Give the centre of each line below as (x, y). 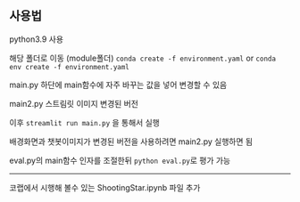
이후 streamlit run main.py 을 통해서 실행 (85, 122)
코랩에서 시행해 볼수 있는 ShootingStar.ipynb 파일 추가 (105, 187)
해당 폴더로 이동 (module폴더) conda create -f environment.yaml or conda (143, 58)
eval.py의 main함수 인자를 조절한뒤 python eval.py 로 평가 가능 (120, 160)
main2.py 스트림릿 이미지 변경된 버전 (74, 103)
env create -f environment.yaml (69, 67)
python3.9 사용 (37, 39)
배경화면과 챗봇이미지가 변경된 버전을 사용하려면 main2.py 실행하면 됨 (131, 141)
